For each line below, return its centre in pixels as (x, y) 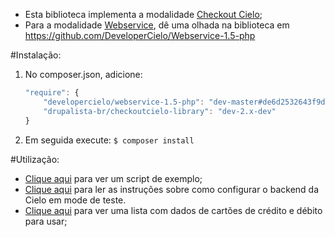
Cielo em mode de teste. (75, 200)
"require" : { (52, 93)
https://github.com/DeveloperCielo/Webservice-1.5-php (140, 35)
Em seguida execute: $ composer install (109, 140)
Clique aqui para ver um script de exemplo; (113, 178)
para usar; (46, 221)
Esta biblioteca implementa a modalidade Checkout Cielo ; (143, 14)
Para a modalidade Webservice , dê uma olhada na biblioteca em (157, 25)
